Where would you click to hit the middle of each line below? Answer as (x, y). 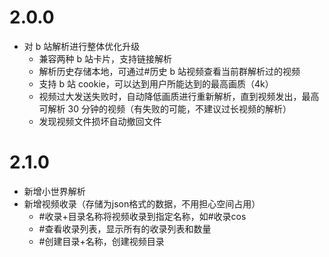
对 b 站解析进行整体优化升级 (82, 46)
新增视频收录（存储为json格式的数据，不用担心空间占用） (142, 203)
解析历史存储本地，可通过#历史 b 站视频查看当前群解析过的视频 (169, 71)
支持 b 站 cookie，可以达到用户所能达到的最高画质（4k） (156, 83)
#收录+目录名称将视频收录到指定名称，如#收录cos (142, 216)
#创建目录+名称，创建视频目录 (101, 241)
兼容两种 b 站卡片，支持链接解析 (105, 58)
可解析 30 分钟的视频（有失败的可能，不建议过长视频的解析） (165, 108)
